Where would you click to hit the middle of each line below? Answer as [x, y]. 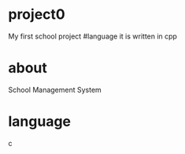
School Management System [55, 90]
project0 [37, 15]
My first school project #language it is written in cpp [92, 36]
